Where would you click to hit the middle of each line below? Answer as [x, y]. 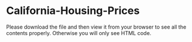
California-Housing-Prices [73, 11]
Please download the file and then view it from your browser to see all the [96, 27]
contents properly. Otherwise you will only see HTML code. [79, 33]
